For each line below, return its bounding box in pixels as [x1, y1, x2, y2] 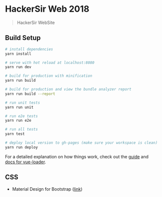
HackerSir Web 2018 [5, 3, 90, 15]
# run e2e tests [5, 113, 38, 118]
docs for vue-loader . [5, 159, 46, 165]
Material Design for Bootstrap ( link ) [12, 186, 83, 192]
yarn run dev [5, 65, 32, 69]
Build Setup [5, 34, 41, 42]
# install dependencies [5, 46, 54, 52]
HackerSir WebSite [17, 20, 55, 25]
